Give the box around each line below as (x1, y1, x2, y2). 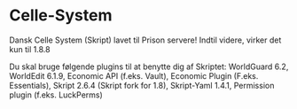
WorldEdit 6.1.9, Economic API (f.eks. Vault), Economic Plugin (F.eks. (9, 70, 259, 81)
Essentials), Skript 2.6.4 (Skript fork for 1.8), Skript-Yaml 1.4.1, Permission (9, 80, 275, 90)
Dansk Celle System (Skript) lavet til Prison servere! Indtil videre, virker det (9, 35, 282, 45)
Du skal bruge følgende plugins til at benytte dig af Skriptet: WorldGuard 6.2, (9, 61, 289, 72)
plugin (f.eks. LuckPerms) (9, 90, 104, 100)
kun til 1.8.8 (9, 43, 51, 54)
